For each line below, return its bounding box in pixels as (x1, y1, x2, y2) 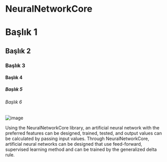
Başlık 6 (5, 99, 22, 105)
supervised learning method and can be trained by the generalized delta (5, 146, 157, 152)
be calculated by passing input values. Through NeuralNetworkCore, (5, 136, 149, 142)
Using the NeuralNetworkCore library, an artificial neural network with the (5, 124, 159, 130)
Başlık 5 (5, 86, 23, 92)
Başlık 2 (5, 46, 31, 55)
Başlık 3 (5, 62, 25, 69)
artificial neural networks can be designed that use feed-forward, (5, 141, 143, 147)
